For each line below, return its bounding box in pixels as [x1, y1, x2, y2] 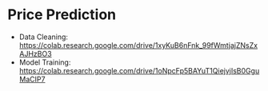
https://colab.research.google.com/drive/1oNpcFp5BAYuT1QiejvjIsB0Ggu [18, 65, 260, 75]
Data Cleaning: [18, 32, 69, 42]
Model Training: [18, 57, 71, 67]
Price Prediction [7, 6, 117, 24]
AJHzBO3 [18, 49, 53, 58]
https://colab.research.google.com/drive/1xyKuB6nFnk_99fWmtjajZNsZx [18, 40, 258, 49]
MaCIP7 [18, 74, 46, 84]
